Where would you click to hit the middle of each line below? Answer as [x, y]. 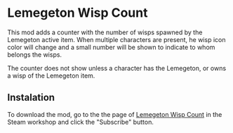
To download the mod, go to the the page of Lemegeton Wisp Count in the [115, 114]
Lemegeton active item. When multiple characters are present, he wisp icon [116, 39]
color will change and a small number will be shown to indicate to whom [111, 47]
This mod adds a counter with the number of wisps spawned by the [105, 32]
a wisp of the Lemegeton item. [51, 76]
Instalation [31, 98]
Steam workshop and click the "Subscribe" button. [81, 122]
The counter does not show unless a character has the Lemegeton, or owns [117, 68]
